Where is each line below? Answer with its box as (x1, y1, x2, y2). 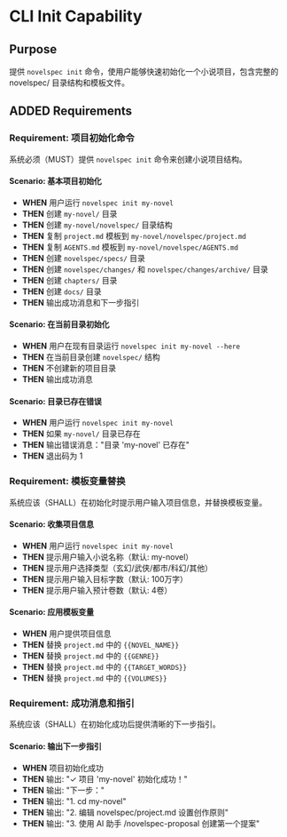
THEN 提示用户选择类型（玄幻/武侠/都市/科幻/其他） (21, 562, 213, 573)
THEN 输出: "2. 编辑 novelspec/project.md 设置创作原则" (21, 807, 229, 817)
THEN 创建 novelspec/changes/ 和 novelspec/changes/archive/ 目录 (21, 264, 268, 275)
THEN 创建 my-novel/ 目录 (21, 208, 118, 219)
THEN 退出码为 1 (21, 450, 83, 461)
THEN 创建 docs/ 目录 (21, 286, 102, 297)
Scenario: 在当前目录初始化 (9, 319, 110, 330)
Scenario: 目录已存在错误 (9, 395, 102, 406)
